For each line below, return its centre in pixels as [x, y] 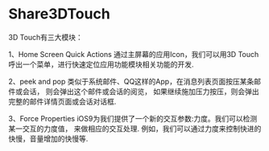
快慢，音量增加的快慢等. [48, 138]
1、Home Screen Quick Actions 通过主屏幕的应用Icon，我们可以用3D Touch [134, 54]
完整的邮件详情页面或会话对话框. [62, 101]
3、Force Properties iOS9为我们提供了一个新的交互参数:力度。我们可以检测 [133, 118]
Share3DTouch [59, 14]
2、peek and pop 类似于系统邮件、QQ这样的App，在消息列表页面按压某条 [131, 81]
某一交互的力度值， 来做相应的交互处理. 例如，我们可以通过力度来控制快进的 [135, 129]
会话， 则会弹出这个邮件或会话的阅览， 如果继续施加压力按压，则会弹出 [141, 91]
